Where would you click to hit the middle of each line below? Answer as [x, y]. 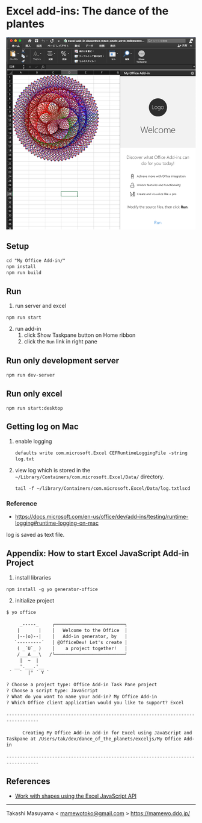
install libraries [33, 577]
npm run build [24, 273]
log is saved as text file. [35, 535]
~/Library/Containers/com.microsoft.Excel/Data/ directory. [89, 477]
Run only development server [63, 361]
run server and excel [40, 306]
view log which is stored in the [53, 470]
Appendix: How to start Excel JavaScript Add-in [98, 553]
